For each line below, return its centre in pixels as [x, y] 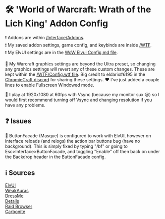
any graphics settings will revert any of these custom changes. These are [80, 69]
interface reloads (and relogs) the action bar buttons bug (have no [73, 141]
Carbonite [15, 212]
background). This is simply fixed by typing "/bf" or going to [66, 146]
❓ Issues [18, 121]
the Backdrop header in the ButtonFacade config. [55, 157]
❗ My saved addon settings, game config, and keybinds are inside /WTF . [79, 45]
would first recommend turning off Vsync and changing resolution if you [79, 100]
